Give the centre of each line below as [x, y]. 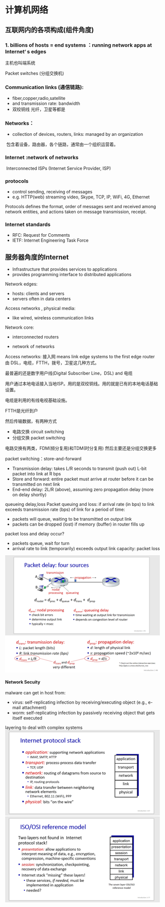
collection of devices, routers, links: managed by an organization [78, 134]
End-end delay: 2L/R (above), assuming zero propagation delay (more [83, 490]
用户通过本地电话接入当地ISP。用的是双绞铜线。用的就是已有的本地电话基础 [82, 384]
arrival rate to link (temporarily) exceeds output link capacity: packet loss [86, 549]
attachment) [34, 708]
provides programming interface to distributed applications [72, 275]
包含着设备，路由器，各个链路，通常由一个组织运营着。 [62, 144]
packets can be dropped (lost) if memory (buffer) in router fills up [78, 524]
